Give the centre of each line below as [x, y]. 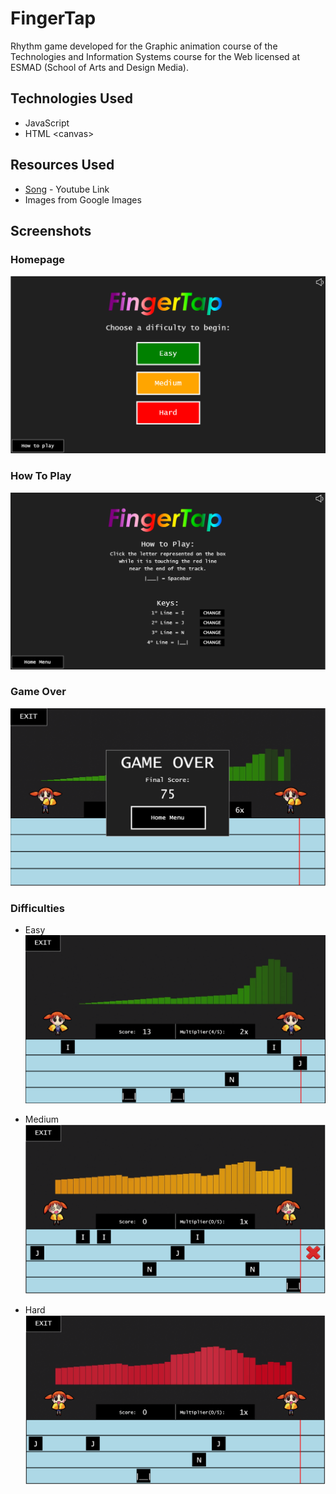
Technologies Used [71, 98]
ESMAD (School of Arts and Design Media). [99, 67]
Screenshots [51, 230]
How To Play [41, 476]
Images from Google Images [83, 199]
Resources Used [62, 165]
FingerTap [53, 18]
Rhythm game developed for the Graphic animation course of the [144, 46]
